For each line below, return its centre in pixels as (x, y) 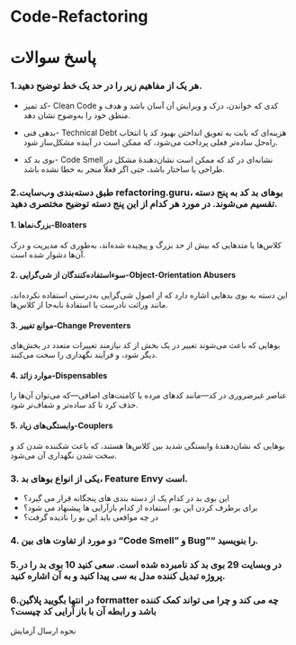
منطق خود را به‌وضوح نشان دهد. (77, 115)
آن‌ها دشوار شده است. (48, 255)
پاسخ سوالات (54, 58)
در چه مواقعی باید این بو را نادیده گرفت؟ (91, 517)
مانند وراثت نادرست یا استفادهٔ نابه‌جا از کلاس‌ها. (90, 305)
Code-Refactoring (79, 17)
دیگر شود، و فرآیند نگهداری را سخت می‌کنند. (84, 355)
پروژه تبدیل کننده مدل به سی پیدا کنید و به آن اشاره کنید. (118, 576)
